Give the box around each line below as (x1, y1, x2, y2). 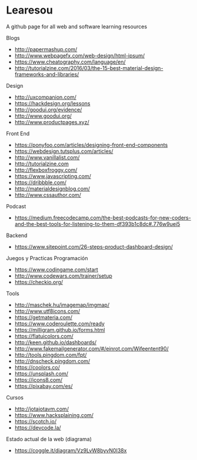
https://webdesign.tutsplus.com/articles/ (14, 148, 113, 155)
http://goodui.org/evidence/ (14, 106, 82, 113)
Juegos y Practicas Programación (6, 254, 88, 262)
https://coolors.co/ (14, 364, 61, 371)
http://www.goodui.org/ (14, 112, 72, 119)
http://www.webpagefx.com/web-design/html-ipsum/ (14, 52, 145, 59)
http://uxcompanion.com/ (14, 94, 76, 101)
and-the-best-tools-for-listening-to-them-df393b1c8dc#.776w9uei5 (14, 220, 181, 227)
